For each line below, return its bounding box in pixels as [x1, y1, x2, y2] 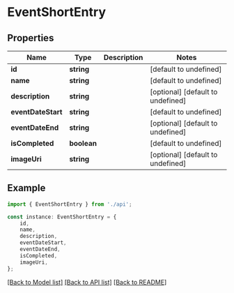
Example [7, 182, 46, 194]
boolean [69, 139, 97, 148]
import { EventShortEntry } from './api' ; [7, 200, 132, 208]
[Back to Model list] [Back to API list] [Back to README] [7, 278, 167, 286]
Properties [7, 32, 54, 44]
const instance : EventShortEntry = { [7, 213, 117, 220]
